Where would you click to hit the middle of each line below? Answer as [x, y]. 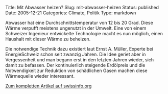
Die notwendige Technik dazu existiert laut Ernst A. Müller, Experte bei [79, 49]
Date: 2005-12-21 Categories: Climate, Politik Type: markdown [71, 13]
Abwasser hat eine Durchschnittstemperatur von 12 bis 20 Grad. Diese [79, 23]
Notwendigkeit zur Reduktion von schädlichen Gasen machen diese [76, 70]
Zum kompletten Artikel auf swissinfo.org [49, 86]
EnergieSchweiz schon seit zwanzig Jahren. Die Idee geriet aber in [76, 54]
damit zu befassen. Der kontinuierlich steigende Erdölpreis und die [75, 65]
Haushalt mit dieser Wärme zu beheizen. [48, 39]
